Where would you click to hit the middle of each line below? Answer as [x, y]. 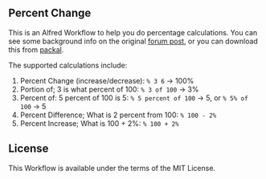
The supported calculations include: [68, 65]
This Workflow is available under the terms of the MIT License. [112, 168]
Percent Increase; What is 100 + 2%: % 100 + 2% [99, 123]
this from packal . [36, 49]
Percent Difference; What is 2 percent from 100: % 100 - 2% [118, 115]
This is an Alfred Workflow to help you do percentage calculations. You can [133, 32]
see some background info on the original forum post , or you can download [133, 41]
